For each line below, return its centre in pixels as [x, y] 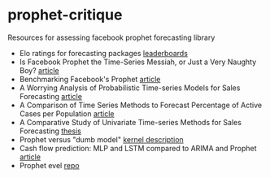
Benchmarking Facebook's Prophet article [90, 79]
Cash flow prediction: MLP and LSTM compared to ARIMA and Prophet [138, 148]
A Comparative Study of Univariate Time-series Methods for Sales [130, 122]
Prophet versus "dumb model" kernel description [101, 139]
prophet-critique [65, 15]
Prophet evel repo [49, 165]
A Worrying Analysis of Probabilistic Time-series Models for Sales [130, 88]
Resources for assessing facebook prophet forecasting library [111, 37]
